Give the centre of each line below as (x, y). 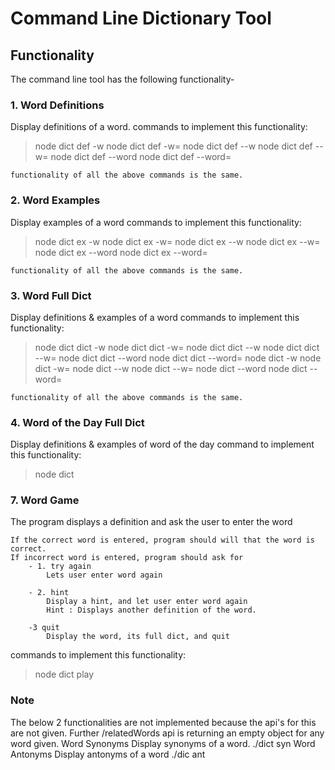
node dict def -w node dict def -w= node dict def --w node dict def (173, 146)
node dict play (64, 674)
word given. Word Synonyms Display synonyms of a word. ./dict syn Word (163, 743)
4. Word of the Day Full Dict (77, 422)
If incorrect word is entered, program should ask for (127, 558)
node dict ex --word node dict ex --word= (121, 252)
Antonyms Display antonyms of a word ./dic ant (108, 754)
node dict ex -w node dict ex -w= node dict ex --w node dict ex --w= (177, 241)
